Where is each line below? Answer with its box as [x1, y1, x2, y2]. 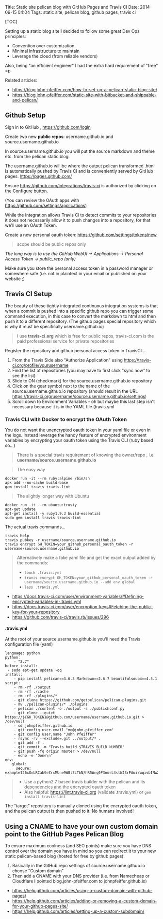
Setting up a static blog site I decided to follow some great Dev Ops [5, 28, 140, 34]
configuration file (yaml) [5, 641, 53, 647]
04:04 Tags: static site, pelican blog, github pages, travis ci [17, 9, 136, 15]
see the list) [12, 373, 36, 379]
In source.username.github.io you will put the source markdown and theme [5, 148, 155, 154]
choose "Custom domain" [12, 868, 64, 874]
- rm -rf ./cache [14, 689, 49, 694]
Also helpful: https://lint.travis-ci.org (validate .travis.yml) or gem [24, 789, 151, 795]
